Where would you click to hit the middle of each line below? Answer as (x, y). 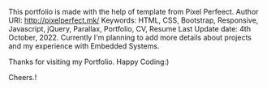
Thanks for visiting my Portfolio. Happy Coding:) (89, 61)
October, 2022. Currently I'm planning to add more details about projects (130, 37)
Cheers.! (23, 77)
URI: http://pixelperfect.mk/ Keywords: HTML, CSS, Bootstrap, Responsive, (133, 20)
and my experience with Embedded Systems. (84, 46)
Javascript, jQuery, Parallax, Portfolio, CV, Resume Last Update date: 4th (130, 29)
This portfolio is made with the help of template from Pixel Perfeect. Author (133, 12)
